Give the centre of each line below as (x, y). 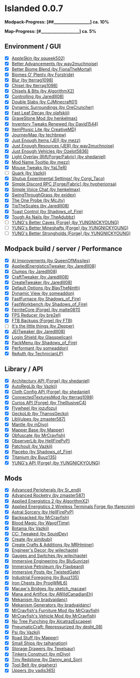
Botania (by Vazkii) (30, 528)
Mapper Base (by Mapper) (38, 430)
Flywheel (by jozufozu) (34, 408)
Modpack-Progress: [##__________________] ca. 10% (57, 22)
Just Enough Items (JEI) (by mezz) (46, 140)
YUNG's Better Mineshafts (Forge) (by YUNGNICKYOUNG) (70, 228)
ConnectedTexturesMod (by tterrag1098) (53, 397)
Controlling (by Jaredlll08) (38, 96)
